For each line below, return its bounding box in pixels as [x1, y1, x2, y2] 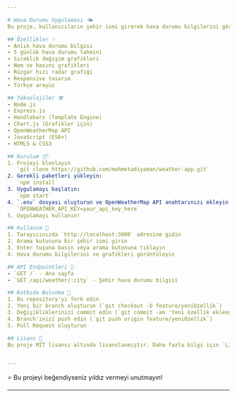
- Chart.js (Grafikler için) [7, 120, 93, 128]
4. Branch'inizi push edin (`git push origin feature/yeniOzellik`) [7, 315, 213, 323]
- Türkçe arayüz [7, 82, 55, 89]
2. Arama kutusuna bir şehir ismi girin [7, 237, 128, 245]
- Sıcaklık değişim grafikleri [7, 56, 99, 63]
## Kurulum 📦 [7, 153, 48, 160]
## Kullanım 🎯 [7, 225, 49, 232]
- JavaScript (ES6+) [7, 133, 68, 141]
